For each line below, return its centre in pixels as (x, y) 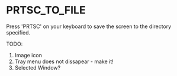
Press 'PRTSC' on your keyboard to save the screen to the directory (89, 26)
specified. (18, 32)
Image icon (28, 55)
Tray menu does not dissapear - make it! (64, 61)
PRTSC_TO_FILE (46, 10)
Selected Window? (38, 67)
